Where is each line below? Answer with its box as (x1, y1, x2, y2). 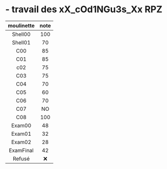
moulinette (8, 22, 35, 29)
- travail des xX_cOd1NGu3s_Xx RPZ (5, 4, 162, 15)
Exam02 (11, 138, 32, 146)
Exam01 (11, 130, 32, 137)
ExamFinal (9, 147, 34, 154)
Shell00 (12, 31, 31, 38)
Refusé (12, 155, 30, 162)
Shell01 (12, 39, 31, 46)
